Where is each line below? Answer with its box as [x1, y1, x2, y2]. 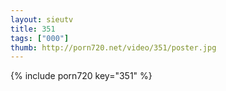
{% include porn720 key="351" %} [10, 70, 153, 82]
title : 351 [10, 24, 56, 34]
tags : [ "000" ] [10, 33, 70, 43]
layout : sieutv [10, 14, 74, 25]
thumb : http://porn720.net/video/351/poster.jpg [10, 42, 217, 53]
